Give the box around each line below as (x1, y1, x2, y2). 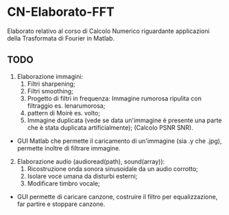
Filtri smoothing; (27, 87, 73, 95)
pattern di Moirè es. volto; (27, 109, 101, 117)
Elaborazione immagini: (16, 72, 84, 80)
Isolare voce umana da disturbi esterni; (27, 172, 138, 180)
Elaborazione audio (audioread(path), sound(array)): (16, 157, 165, 166)
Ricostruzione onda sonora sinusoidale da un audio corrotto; (27, 164, 199, 172)
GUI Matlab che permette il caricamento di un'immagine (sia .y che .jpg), (16, 137, 222, 145)
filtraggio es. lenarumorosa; (27, 101, 106, 110)
